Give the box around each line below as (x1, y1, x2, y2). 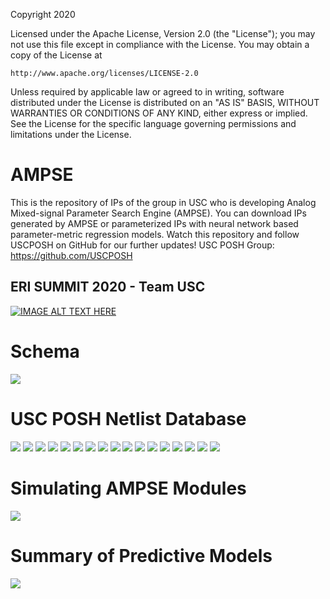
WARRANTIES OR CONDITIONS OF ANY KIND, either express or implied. (10, 107, 308, 119)
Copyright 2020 (10, 9, 76, 20)
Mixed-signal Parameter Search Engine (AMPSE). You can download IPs (10, 207, 307, 219)
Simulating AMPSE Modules (10, 477, 247, 499)
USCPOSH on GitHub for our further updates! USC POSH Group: (10, 239, 275, 251)
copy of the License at (10, 49, 103, 61)
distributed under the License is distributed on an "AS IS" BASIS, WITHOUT (10, 97, 320, 108)
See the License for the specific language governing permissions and (10, 118, 297, 129)
